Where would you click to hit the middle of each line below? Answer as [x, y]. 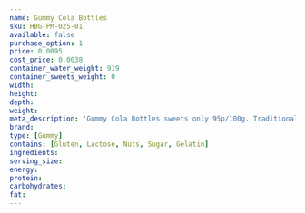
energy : [24, 169]
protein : [26, 178]
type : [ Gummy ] [36, 136]
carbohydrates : [38, 187]
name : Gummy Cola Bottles [58, 18]
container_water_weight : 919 [64, 69]
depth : [22, 102]
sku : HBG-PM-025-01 [46, 26]
